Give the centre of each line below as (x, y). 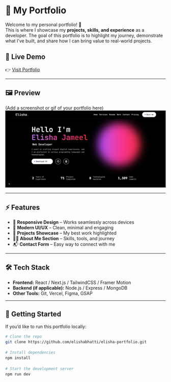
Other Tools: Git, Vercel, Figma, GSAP (52, 293)
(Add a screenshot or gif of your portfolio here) (54, 108)
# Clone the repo (24, 337)
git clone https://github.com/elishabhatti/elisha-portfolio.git (76, 342)
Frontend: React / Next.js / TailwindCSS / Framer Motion (72, 282)
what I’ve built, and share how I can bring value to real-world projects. (79, 41)
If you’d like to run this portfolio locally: (46, 326)
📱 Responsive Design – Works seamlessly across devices (73, 222)
